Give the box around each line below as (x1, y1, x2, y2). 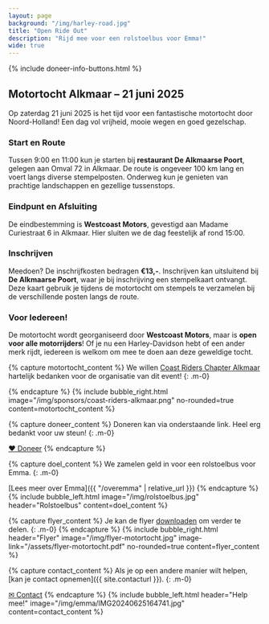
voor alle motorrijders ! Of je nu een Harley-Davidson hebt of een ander (8, 339, 245, 348)
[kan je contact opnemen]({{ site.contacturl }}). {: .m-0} (8, 574, 192, 584)
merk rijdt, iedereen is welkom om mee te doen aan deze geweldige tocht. (8, 347, 254, 357)
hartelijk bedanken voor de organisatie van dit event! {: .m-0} (8, 372, 210, 381)
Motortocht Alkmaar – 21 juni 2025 (8, 87, 185, 101)
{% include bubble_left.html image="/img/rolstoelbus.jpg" (8, 492, 199, 502)
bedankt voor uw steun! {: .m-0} (8, 428, 115, 438)
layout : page (8, 11, 52, 20)
